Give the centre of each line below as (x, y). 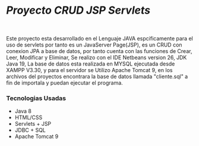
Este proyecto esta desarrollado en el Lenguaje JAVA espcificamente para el (99, 38)
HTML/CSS (29, 117)
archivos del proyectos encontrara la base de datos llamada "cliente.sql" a (97, 76)
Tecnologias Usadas (36, 98)
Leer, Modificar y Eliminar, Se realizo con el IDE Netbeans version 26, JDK (97, 57)
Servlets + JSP (33, 124)
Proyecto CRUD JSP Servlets (78, 10)
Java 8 (23, 111)
